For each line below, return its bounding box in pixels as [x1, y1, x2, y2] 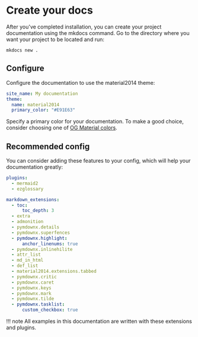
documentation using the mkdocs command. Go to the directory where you [6, 29, 190, 36]
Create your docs [6, 4, 93, 17]
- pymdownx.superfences [11, 230, 70, 236]
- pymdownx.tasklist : [11, 301, 65, 307]
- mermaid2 [11, 180, 39, 186]
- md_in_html [11, 257, 44, 263]
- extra [11, 213, 31, 220]
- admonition [11, 219, 44, 225]
